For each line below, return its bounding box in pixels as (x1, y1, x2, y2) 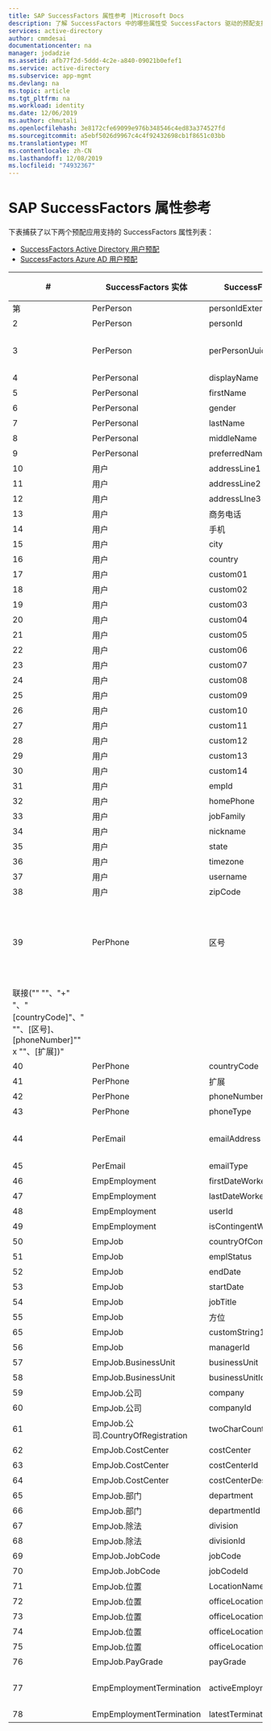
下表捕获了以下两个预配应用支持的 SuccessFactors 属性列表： (8, 227, 215, 237)
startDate (208, 1281, 244, 1292)
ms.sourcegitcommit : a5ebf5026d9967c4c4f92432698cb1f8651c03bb (8, 131, 226, 139)
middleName (208, 433, 257, 444)
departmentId (208, 1505, 261, 1517)
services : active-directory (8, 27, 103, 35)
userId (208, 1206, 234, 1217)
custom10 (208, 705, 248, 716)
